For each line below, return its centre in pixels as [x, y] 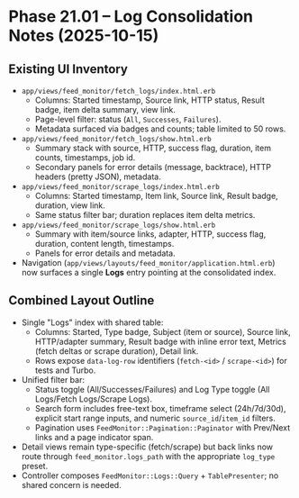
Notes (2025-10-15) [84, 36]
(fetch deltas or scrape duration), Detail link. [117, 351]
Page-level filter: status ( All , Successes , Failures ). [128, 119]
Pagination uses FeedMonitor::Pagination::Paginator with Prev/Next [163, 427]
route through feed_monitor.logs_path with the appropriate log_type [148, 456]
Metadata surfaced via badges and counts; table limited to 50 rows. [160, 129]
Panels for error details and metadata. [105, 253]
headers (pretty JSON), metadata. [98, 177]
